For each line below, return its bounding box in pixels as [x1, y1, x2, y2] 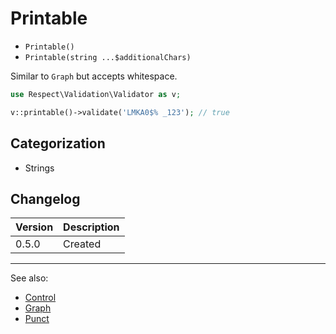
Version [15, 220, 54, 234]
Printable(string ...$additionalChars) [24, 52, 192, 62]
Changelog [10, 190, 81, 207]
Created [63, 237, 102, 251]
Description [63, 220, 120, 234]
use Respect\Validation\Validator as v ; [10, 89, 182, 99]
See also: [10, 272, 49, 284]
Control [24, 292, 57, 304]
